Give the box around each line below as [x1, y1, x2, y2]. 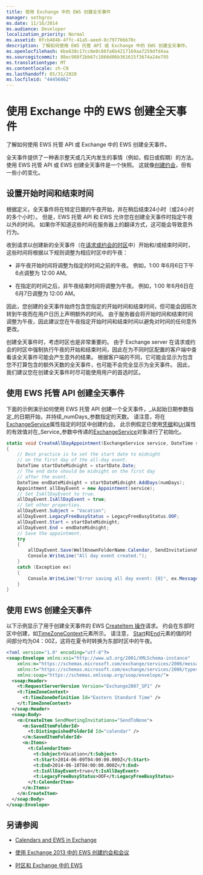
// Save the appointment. [17, 530, 83, 537]
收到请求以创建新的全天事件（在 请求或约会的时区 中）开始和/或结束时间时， [6, 241, 194, 249]
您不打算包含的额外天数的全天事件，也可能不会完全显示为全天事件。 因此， [6, 361, 193, 368]
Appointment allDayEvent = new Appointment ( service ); [17, 485, 155, 491]
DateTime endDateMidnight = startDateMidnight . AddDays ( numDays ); [17, 480, 185, 486]
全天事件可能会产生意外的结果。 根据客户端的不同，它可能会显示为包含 [16, 353, 193, 361]
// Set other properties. [17, 502, 83, 508]
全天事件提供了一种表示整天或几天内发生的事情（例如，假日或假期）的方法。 [6, 154, 197, 161]
